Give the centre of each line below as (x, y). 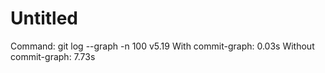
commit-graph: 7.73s (53, 56)
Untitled (44, 18)
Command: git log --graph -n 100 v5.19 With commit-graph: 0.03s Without (162, 46)
